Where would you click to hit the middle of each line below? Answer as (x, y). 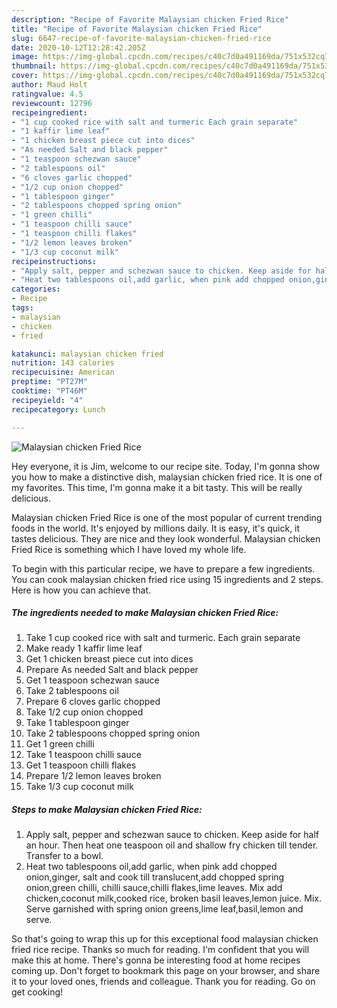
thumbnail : (34, 66)
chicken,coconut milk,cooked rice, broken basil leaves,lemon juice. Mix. (173, 898)
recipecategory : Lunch (58, 409)
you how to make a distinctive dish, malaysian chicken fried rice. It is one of (167, 477)
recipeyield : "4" (47, 400)
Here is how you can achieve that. (81, 590)
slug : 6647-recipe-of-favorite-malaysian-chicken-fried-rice (141, 38)
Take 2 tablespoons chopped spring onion (113, 733)
